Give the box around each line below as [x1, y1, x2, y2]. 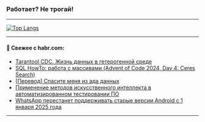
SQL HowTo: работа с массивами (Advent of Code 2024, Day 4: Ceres [15, 64, 195, 71]
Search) [15, 71, 35, 78]
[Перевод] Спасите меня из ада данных [15, 77, 120, 84]
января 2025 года [15, 103, 62, 110]
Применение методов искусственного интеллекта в [15, 84, 151, 91]
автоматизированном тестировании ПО [15, 90, 120, 98]
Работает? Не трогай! [6, 5, 74, 13]
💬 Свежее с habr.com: [6, 44, 65, 51]
